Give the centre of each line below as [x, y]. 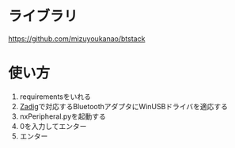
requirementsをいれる [55, 97]
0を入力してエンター [53, 126]
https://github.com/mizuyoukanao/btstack [77, 38]
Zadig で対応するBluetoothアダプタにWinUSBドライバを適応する [123, 106]
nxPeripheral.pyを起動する [63, 116]
